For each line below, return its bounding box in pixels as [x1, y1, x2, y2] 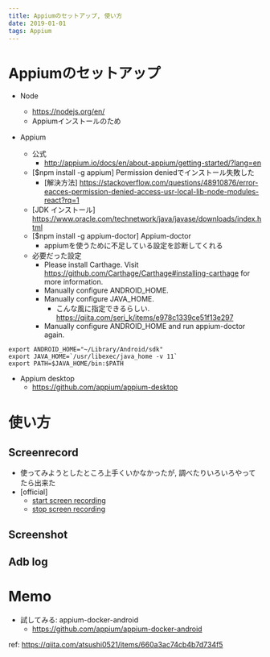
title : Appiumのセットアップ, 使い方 [8, 11, 123, 20]
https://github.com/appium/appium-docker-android [31, 624, 202, 634]
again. [43, 330, 65, 339]
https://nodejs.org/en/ [31, 106, 105, 117]
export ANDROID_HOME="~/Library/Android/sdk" [8, 346, 163, 354]
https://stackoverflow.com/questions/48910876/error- [79, 178, 259, 188]
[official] [19, 487, 48, 497]
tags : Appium [8, 27, 52, 35]
